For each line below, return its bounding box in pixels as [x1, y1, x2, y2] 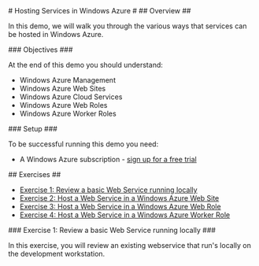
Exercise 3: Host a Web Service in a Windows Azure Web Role [19, 202, 222, 211]
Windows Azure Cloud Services [19, 92, 123, 102]
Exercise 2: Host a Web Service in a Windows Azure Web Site [19, 194, 220, 202]
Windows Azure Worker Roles [19, 109, 117, 118]
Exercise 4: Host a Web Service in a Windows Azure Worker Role [19, 210, 231, 220]
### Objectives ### [8, 45, 73, 54]
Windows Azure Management [19, 76, 117, 84]
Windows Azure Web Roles [19, 101, 108, 109]
